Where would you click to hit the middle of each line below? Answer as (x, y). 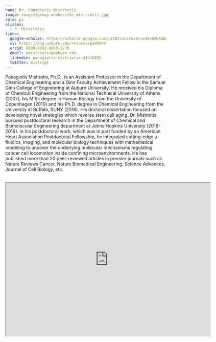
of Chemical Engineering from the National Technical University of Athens (83, 93)
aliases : (15, 24)
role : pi (15, 19)
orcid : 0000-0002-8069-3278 (40, 48)
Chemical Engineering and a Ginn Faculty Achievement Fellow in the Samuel (86, 82)
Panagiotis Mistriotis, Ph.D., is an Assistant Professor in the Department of (83, 77)
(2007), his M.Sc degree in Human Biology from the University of (74, 99)
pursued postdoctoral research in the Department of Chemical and (75, 120)
